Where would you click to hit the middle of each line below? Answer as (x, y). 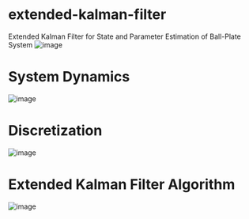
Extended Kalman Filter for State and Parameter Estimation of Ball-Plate (124, 36)
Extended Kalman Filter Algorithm (122, 184)
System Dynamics (69, 77)
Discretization (55, 131)
